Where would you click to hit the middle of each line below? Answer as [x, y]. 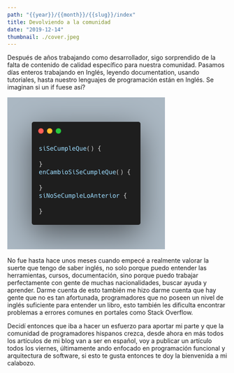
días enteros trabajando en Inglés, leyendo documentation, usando [103, 73]
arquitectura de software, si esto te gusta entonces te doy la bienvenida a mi [117, 356]
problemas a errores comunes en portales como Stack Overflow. [100, 313]
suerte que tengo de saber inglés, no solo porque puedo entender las [107, 268]
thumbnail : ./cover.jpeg [43, 37]
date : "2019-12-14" [36, 29]
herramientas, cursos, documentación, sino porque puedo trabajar [103, 275]
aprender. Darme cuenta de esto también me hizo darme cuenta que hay [112, 291]
